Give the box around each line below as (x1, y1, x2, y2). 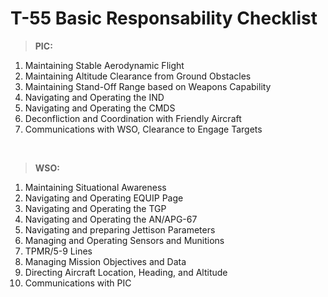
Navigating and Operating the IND (24, 91, 165, 103)
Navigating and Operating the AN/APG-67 (24, 213, 198, 225)
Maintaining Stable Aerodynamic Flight (24, 59, 185, 71)
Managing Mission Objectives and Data (24, 255, 187, 267)
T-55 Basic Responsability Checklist (10, 7, 318, 30)
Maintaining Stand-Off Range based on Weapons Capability (24, 80, 272, 92)
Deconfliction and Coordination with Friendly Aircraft (24, 112, 242, 124)
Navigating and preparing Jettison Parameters (24, 223, 216, 236)
